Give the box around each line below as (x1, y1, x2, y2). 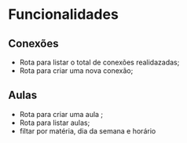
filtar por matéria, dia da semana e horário (19, 126, 156, 135)
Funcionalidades (8, 5, 119, 24)
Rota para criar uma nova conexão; (19, 66, 134, 75)
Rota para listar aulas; (19, 118, 90, 127)
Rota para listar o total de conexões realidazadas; (19, 57, 180, 67)
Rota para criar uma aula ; (19, 109, 104, 119)
